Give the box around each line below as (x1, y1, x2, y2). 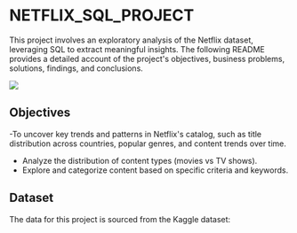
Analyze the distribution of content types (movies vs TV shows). (21, 155, 258, 166)
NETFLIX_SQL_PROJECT (9, 5, 195, 26)
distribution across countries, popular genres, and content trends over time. (9, 138, 287, 149)
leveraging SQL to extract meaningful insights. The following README (9, 43, 265, 54)
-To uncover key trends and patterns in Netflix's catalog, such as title (9, 128, 262, 139)
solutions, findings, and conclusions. (9, 63, 144, 74)
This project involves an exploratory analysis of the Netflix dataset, (9, 35, 253, 45)
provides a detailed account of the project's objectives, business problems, (9, 53, 285, 64)
